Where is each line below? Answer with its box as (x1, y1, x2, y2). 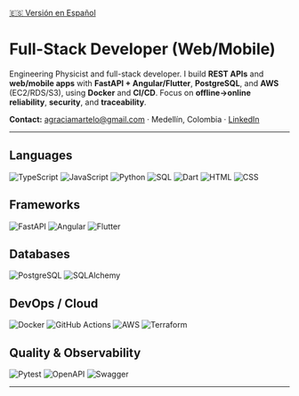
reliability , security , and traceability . (9, 97, 147, 107)
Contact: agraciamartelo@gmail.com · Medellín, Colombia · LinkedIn (9, 114, 260, 124)
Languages (9, 148, 73, 163)
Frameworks (9, 197, 81, 212)
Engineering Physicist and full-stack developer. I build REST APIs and (9, 68, 264, 79)
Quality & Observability (9, 345, 141, 360)
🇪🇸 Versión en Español (9, 8, 96, 18)
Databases (9, 246, 71, 261)
